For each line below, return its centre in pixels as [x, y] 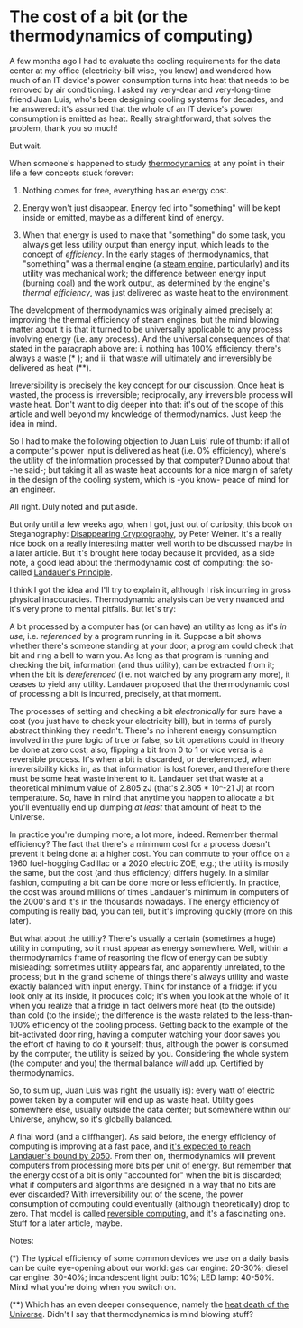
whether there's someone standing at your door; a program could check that [151, 645]
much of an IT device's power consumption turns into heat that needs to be [149, 80]
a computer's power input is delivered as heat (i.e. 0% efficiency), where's [148, 450]
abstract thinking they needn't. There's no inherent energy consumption [143, 730]
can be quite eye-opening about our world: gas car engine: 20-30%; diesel [149, 1267]
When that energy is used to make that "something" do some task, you [154, 235]
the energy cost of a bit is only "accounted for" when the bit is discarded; [146, 1175]
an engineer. [32, 489]
